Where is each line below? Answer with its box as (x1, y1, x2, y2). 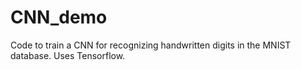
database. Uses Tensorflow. (10, 49, 126, 61)
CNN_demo (10, 6, 108, 29)
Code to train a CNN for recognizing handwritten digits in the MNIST (10, 39, 292, 51)
